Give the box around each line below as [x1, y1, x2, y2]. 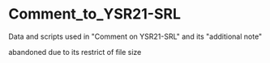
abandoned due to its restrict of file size [8, 47, 142, 57]
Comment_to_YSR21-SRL [8, 5, 181, 23]
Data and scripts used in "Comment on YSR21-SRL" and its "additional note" [8, 31, 263, 41]
